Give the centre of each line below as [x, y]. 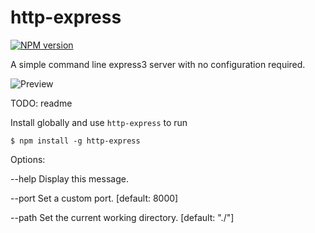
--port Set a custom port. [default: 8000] [94, 198]
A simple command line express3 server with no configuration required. [158, 64]
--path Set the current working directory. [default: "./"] [122, 217]
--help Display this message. [69, 178]
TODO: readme [41, 103]
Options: [28, 159]
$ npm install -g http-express [75, 141]
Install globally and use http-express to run [99, 122]
